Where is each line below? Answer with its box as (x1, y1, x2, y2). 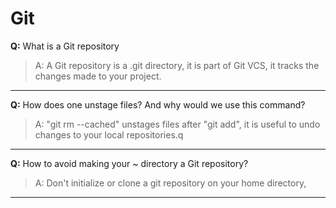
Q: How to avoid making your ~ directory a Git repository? (10, 157, 249, 169)
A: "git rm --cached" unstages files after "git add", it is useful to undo (34, 118, 321, 130)
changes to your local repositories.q (34, 128, 184, 141)
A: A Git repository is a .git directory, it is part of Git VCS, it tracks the (34, 59, 320, 71)
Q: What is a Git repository (10, 40, 120, 52)
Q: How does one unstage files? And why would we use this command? (10, 98, 306, 111)
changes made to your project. (34, 70, 162, 82)
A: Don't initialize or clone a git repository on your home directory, (34, 177, 307, 189)
